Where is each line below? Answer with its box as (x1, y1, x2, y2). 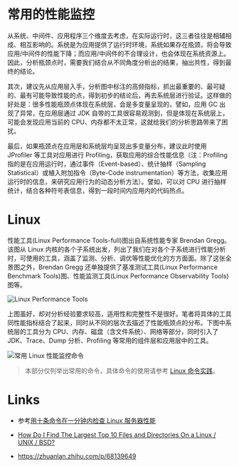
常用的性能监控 (7, 6, 95, 23)
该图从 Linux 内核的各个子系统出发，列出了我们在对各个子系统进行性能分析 (7, 245, 226, 253)
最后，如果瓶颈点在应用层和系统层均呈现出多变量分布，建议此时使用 (7, 142, 207, 150)
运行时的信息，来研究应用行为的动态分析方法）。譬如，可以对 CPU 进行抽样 (7, 177, 227, 186)
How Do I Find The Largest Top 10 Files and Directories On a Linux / (17, 430, 216, 439)
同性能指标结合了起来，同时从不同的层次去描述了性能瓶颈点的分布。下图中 (7, 318, 225, 327)
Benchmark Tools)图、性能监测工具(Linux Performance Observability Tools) (7, 271, 229, 280)
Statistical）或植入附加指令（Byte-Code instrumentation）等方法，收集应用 (7, 168, 228, 177)
